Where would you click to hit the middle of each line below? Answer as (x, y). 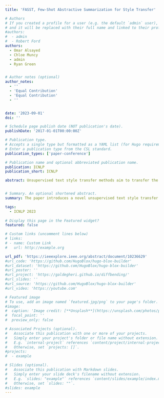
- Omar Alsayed (25, 50)
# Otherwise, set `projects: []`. (42, 347)
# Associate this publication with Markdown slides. (62, 370)
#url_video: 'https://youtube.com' (41, 288)
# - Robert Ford (23, 41)
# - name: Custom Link (28, 243)
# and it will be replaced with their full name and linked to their (77, 27)
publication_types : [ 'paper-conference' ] (48, 153)
